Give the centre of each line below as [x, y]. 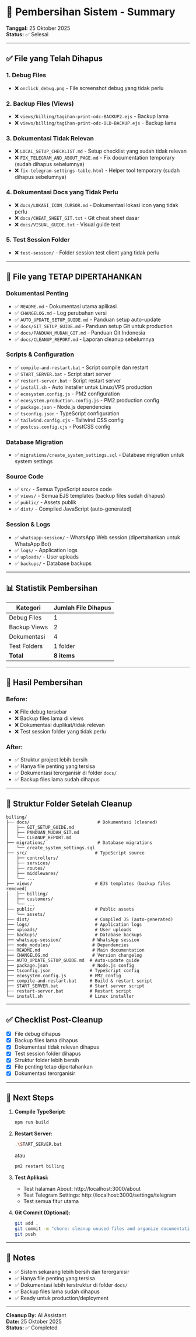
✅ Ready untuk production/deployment [62, 1298]
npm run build [32, 1122]
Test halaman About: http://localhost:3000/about [82, 1188]
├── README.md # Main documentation [75, 950]
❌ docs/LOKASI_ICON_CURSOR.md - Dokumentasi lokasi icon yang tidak [96, 205]
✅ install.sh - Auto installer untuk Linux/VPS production [83, 387]
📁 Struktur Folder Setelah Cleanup [69, 804]
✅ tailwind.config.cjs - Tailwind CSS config [69, 420]
